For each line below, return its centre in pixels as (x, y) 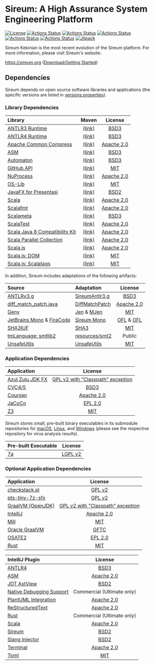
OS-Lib (16, 184)
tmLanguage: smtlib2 (32, 336)
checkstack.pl (24, 490)
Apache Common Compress (40, 144)
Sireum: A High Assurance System (76, 9)
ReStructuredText (28, 607)
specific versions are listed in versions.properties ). (56, 95)
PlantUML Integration (32, 599)
